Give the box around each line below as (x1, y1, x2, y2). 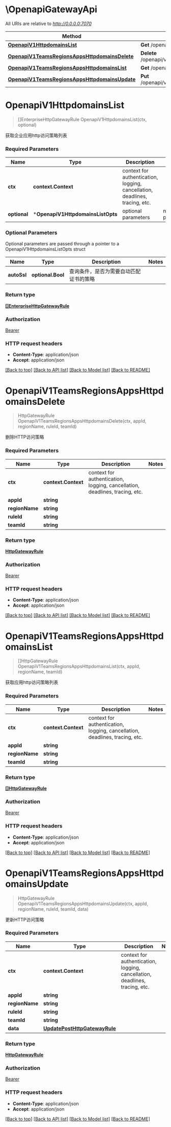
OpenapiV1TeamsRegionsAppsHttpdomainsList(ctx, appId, (17, 663, 140, 670)
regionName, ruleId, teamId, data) (17, 906, 89, 912)
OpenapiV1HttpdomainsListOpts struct (5, 246, 85, 252)
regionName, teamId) (17, 669, 63, 675)
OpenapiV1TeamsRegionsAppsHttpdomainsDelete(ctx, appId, (17, 418, 147, 424)
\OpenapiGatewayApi (5, 4, 98, 15)
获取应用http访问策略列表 (5, 679, 59, 685)
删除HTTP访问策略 (5, 434, 44, 440)
